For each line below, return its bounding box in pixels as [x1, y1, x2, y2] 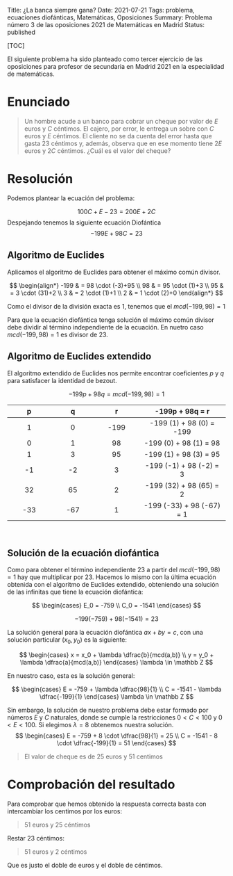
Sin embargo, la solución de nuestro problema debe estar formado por [7, 706, 209, 715]
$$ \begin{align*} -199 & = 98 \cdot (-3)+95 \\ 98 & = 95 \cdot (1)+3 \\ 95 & [9, 281, 224, 289]
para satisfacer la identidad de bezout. [7, 376, 117, 384]
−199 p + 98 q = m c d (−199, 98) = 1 [68, 389, 165, 398]
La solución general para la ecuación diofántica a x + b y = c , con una [7, 628, 203, 637]
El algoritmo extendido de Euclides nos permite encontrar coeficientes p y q [7, 368, 224, 378]
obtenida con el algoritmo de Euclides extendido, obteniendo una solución [7, 581, 220, 589]
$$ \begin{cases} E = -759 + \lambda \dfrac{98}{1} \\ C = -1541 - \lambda [11, 685, 222, 694]
